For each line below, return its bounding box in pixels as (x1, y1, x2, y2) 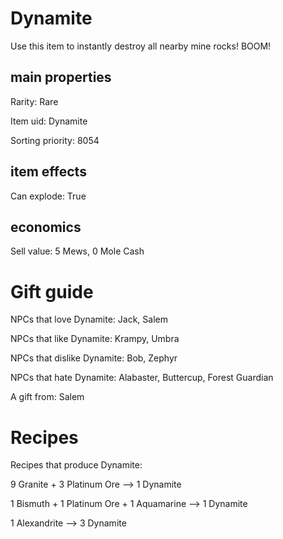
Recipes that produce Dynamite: (10, 459, 143, 471)
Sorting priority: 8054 (10, 134, 100, 146)
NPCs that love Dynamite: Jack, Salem (10, 313, 168, 326)
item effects (10, 163, 87, 181)
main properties (10, 69, 112, 86)
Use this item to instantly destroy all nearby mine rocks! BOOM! (10, 40, 272, 52)
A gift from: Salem (10, 391, 85, 403)
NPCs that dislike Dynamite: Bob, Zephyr (10, 352, 178, 364)
